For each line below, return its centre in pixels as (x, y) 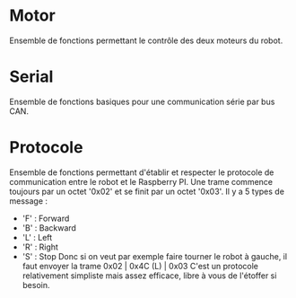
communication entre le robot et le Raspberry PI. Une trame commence (141, 181)
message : (28, 201)
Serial (31, 77)
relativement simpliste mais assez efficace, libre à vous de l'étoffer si (149, 276)
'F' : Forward (46, 218)
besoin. (36, 285)
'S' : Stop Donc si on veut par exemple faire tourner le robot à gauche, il (155, 256)
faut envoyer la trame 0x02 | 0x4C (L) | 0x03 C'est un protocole (140, 266)
